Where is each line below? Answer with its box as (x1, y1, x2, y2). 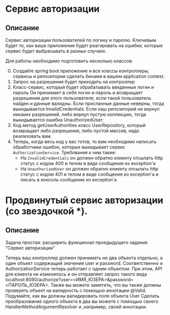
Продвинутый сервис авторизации (5, 195, 163, 206)
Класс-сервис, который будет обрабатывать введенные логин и (12, 84, 155, 90)
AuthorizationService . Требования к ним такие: (12, 150, 116, 155)
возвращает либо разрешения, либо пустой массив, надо (12, 128, 139, 134)
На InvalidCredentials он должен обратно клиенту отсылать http (20, 155, 163, 161)
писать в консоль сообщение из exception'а (20, 177, 117, 182)
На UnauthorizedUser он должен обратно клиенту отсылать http (20, 166, 159, 172)
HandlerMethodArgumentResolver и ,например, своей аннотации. (5, 304, 147, 310)
